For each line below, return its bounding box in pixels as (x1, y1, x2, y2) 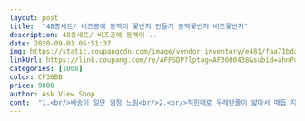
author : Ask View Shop (9, 89, 95, 98)
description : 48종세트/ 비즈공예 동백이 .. (9, 30, 157, 39)
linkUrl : (9, 55, 43, 65)
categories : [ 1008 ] (9, 65, 84, 74)
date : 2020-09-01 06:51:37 (9, 38, 112, 48)
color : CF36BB (9, 73, 64, 82)
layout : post (9, 13, 59, 23)
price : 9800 (9, 81, 54, 90)
